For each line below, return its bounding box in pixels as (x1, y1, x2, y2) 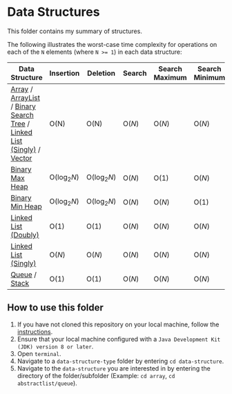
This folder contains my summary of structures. (7, 27, 143, 35)
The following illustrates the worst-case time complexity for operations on (7, 40, 217, 48)
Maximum (153, 72, 188, 82)
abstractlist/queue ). (17, 379, 77, 387)
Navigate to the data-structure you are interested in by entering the (17, 364, 211, 373)
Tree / (10, 119, 30, 128)
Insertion (49, 68, 80, 78)
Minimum (193, 72, 226, 82)
